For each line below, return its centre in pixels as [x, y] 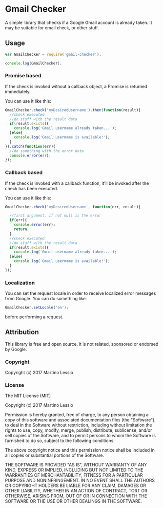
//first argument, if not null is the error [55, 216]
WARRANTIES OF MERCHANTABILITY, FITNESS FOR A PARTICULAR [74, 475]
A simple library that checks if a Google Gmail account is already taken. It [79, 22]
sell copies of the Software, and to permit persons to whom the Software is [81, 436]
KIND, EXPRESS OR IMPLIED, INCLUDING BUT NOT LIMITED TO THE [74, 470]
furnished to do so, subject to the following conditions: [60, 441]
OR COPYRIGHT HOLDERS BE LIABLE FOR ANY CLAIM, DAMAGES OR [76, 486]
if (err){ [18, 220]
